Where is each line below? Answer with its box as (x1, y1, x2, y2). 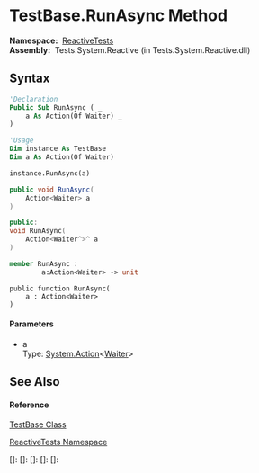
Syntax (9, 71, 50, 86)
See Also (9, 374, 60, 389)
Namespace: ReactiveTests (9, 35, 114, 46)
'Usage (9, 136, 34, 145)
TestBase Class (9, 419, 67, 430)
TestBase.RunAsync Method (9, 5, 228, 26)
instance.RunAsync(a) (9, 168, 91, 178)
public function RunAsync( (9, 284, 111, 293)
